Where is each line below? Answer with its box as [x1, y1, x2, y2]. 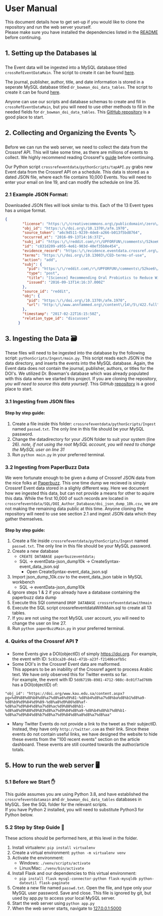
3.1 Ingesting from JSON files [5, 398, 75, 405]
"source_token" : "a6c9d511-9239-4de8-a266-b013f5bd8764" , [22, 230, 142, 235]
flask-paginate [39, 881, 70, 885]
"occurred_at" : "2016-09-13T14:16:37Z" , [22, 235, 105, 240]
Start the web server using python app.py [12, 900, 95, 906]
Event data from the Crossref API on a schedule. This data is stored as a [5, 169, 149, 175]
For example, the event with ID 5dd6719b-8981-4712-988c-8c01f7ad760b [12, 676, 153, 682]
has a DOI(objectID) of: [12, 682, 58, 688]
